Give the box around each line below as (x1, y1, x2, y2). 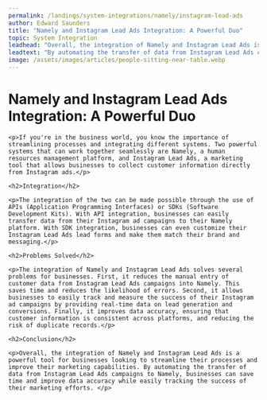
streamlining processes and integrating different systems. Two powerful (8, 140, 258, 148)
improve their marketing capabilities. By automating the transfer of (8, 363, 247, 371)
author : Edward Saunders (8, 19, 91, 27)
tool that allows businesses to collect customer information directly (8, 161, 250, 169)
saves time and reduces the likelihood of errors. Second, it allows (8, 286, 244, 294)
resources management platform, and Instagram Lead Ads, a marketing (8, 154, 244, 162)
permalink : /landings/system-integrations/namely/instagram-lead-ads (8, 11, 244, 20)
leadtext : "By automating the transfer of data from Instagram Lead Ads (8, 49, 254, 56)
